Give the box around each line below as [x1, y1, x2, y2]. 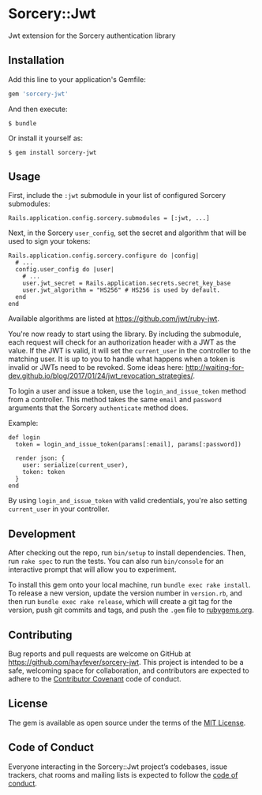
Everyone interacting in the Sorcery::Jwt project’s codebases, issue [8, 762, 227, 771]
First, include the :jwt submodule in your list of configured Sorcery [8, 191, 226, 200]
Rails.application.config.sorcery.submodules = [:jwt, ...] [8, 215, 211, 222]
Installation [8, 54, 65, 67]
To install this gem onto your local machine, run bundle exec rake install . [8, 580, 251, 590]
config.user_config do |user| [15, 266, 114, 274]
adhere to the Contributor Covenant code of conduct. [8, 674, 182, 684]
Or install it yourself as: [8, 133, 83, 143]
